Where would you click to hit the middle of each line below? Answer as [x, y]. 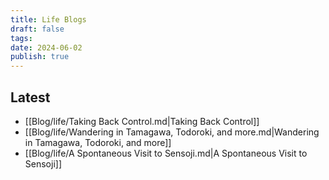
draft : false [37, 29]
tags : [21, 38]
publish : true [40, 57]
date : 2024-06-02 [46, 47]
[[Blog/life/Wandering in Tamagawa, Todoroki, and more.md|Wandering [172, 132]
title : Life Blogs [48, 19]
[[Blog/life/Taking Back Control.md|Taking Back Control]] [142, 121]
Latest [30, 97]
